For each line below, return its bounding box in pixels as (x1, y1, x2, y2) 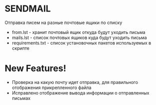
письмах (11, 95, 31, 101)
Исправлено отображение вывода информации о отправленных (11, 89, 150, 95)
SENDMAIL (4, 3, 51, 14)
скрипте (11, 45, 29, 51)
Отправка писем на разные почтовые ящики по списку (4, 19, 123, 25)
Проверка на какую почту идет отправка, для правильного (11, 79, 138, 85)
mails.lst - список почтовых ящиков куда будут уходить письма (11, 34, 148, 40)
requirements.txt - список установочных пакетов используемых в (11, 39, 152, 45)
